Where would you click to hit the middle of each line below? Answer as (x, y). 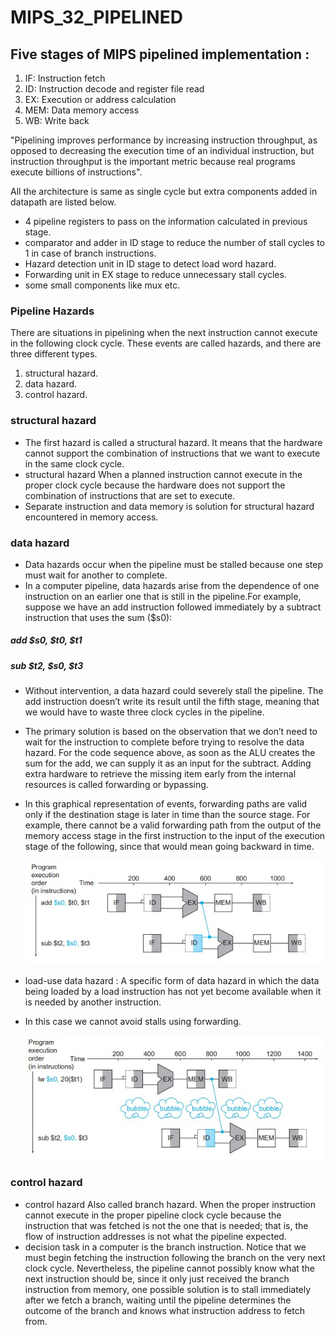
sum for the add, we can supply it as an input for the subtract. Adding (168, 763)
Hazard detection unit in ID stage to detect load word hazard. (150, 264)
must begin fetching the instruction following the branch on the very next (175, 1257)
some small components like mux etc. (102, 285)
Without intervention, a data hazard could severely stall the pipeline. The (174, 691)
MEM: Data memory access (82, 110)
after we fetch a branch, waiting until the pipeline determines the (158, 1300)
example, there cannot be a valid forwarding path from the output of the (173, 825)
